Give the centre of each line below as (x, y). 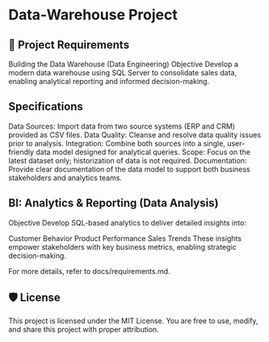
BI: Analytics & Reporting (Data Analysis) (113, 203)
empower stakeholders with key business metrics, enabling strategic (122, 247)
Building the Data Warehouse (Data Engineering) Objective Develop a (123, 64)
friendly (21, 152)
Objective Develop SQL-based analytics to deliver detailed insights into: (127, 222)
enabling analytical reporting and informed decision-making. (109, 81)
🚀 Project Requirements (69, 45)
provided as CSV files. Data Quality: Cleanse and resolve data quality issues (134, 134)
